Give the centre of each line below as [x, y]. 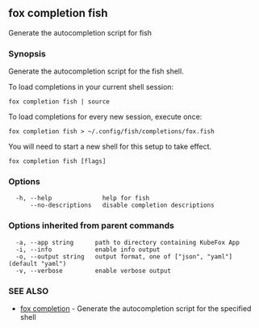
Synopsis [27, 53]
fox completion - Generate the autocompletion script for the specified [136, 309]
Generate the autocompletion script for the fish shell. [96, 71]
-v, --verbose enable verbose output [94, 271]
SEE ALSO [29, 291]
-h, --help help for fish [83, 198]
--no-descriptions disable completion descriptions [122, 205]
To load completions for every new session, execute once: [105, 117]
